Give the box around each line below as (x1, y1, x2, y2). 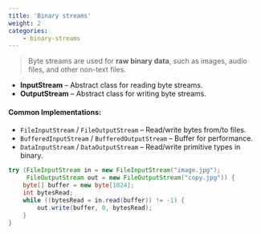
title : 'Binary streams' (8, 11, 92, 20)
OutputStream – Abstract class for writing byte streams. (19, 89, 206, 99)
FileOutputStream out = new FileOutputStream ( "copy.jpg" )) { (26, 174, 235, 182)
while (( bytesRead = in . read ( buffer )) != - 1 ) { (22, 196, 185, 204)
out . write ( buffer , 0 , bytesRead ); (37, 203, 153, 211)
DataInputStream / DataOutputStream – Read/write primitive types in (19, 142, 241, 152)
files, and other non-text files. (27, 65, 127, 75)
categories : (8, 27, 48, 35)
